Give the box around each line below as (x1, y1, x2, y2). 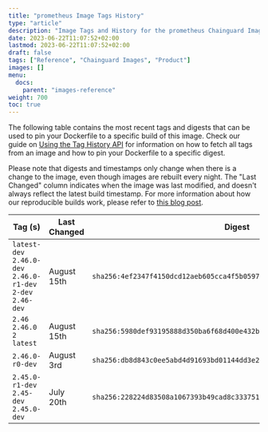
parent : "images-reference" (22, 85, 116, 94)
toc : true (8, 101, 41, 109)
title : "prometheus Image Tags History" (8, 11, 145, 20)
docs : (15, 78, 34, 86)
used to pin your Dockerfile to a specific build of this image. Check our (8, 131, 241, 141)
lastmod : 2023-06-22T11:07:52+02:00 (8, 42, 130, 50)
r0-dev (12, 360, 37, 369)
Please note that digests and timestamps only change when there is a (8, 164, 237, 173)
